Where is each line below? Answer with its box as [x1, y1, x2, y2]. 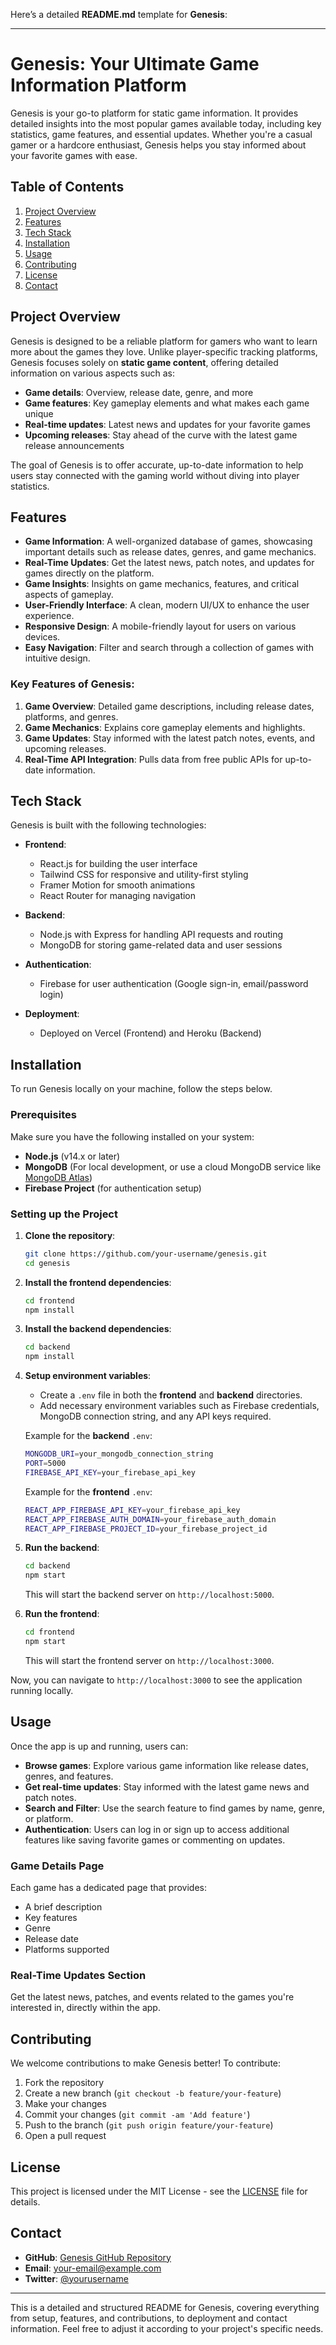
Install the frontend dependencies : [24, 1276, 172, 1288]
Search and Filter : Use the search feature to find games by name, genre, [24, 1802, 326, 1814]
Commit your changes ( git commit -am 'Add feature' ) [24, 2109, 251, 2121]
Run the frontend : [24, 1608, 100, 1620]
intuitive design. [24, 652, 91, 664]
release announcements [24, 439, 125, 451]
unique [24, 407, 54, 419]
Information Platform [10, 74, 187, 97]
